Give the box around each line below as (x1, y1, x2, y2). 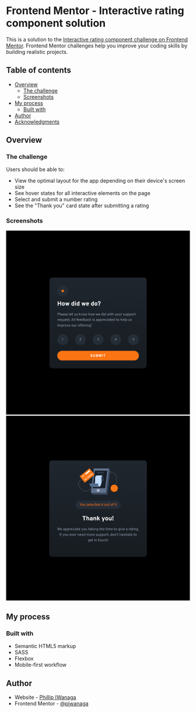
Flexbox (14, 655, 34, 662)
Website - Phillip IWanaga (14, 694, 76, 701)
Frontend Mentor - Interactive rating (6, 4, 185, 18)
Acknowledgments (14, 118, 60, 125)
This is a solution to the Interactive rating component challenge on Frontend (6, 36, 188, 43)
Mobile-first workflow (14, 661, 67, 669)
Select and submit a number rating (14, 196, 98, 203)
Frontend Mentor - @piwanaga (14, 700, 89, 707)
